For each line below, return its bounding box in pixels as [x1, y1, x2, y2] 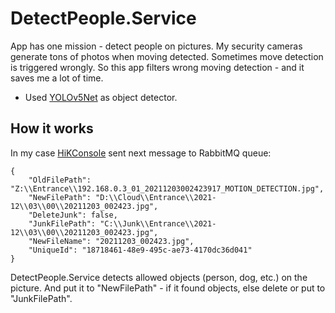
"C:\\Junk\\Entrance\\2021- [99, 218, 217, 229]
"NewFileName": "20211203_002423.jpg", [28, 236, 195, 246]
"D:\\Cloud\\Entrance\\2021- [95, 192, 217, 202]
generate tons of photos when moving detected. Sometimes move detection [10, 50, 324, 62]
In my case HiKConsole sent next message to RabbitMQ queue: [10, 147, 272, 159]
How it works [10, 120, 94, 137]
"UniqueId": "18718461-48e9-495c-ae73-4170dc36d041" [28, 245, 253, 255]
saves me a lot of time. [10, 72, 104, 84]
